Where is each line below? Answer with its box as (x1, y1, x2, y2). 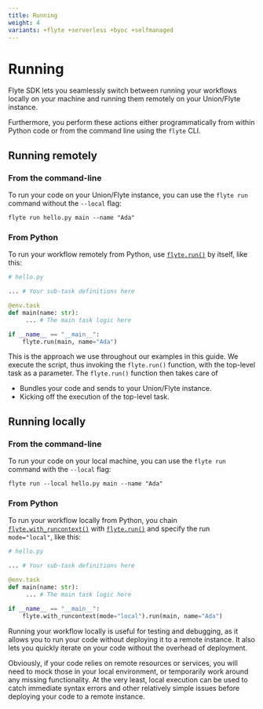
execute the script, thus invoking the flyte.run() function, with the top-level (8, 360, 256, 370)
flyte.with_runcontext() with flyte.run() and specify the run (8, 524, 210, 534)
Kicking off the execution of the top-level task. (19, 392, 170, 401)
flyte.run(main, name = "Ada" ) (22, 338, 118, 345)
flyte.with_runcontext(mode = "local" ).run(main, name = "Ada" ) (22, 612, 223, 620)
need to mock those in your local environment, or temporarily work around (8, 667, 249, 676)
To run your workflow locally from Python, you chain (8, 516, 178, 525)
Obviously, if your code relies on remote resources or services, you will (8, 658, 238, 667)
